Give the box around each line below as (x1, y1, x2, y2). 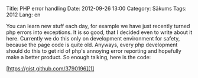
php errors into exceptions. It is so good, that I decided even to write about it (6, 29, 193, 36)
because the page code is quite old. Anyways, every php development (6, 41, 178, 48)
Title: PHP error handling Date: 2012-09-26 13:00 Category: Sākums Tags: (6, 5, 187, 12)
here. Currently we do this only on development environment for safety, (6, 35, 180, 42)
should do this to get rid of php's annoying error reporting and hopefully (6, 48, 181, 55)
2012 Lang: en (6, 11, 41, 18)
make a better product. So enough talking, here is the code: (6, 54, 151, 60)
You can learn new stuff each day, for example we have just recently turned (6, 23, 190, 29)
